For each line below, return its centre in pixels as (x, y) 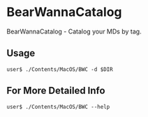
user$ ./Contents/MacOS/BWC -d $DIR (60, 69)
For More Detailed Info (56, 91)
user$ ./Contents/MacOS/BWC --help (58, 107)
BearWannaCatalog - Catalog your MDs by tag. (74, 31)
